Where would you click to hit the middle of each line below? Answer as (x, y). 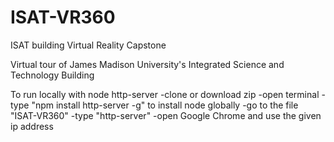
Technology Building (52, 75)
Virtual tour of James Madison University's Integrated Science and (147, 64)
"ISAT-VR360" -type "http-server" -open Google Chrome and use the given (166, 115)
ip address (32, 126)
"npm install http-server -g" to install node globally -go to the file (165, 105)
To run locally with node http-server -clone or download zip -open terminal (165, 94)
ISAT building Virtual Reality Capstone (88, 45)
